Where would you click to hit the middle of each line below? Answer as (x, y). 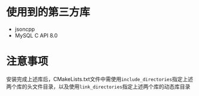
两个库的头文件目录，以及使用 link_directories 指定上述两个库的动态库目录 (98, 86)
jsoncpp (25, 29)
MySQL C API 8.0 (36, 35)
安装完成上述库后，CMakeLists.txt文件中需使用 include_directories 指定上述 (99, 79)
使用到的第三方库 (48, 12)
